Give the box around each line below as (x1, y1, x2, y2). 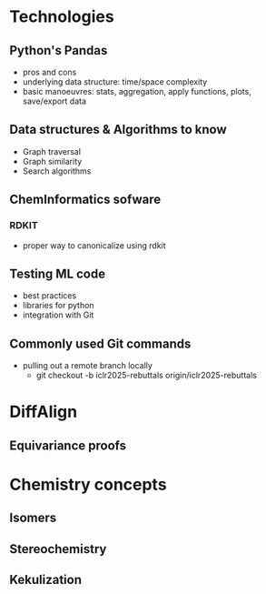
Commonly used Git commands (9, 336, 192, 351)
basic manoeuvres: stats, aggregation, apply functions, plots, (22, 86, 251, 96)
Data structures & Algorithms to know (9, 122, 227, 137)
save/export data (22, 96, 87, 106)
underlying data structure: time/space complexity (22, 76, 208, 87)
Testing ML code (9, 266, 106, 281)
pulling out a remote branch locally (22, 360, 153, 371)
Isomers (9, 510, 57, 526)
